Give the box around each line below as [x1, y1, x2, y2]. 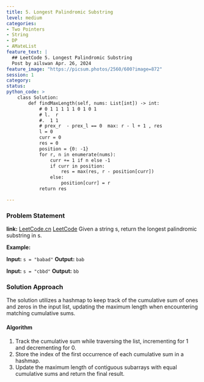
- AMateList [6, 44, 37, 50]
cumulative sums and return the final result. [15, 370, 125, 377]
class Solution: [17, 94, 59, 101]
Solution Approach [6, 283, 64, 291]
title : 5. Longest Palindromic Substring [6, 9, 114, 15]
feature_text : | [6, 49, 48, 55]
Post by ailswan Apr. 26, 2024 [12, 60, 92, 66]
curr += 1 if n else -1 [49, 157, 111, 163]
